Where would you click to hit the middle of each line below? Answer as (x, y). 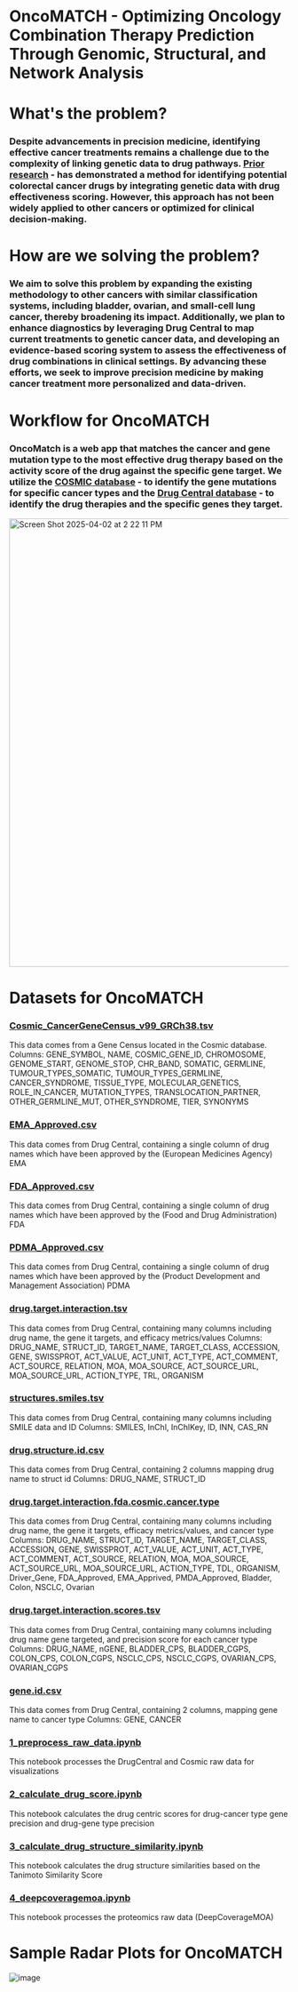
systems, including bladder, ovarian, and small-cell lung (132, 306)
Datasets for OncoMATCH (106, 998)
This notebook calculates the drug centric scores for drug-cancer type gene (149, 1813)
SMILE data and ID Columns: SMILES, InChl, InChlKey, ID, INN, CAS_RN (139, 1427)
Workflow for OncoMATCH (110, 420)
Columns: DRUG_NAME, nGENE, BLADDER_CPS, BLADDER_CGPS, (130, 1648)
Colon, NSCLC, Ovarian (52, 1588)
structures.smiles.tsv (57, 1398)
